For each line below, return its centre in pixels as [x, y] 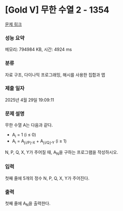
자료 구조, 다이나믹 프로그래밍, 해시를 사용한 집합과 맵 [55, 75]
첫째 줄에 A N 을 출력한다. [28, 204]
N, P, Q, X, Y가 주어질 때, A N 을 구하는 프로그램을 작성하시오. [61, 153]
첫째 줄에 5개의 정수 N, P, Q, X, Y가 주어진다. [47, 178]
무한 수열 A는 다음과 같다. [29, 125]
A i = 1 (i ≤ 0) [24, 135]
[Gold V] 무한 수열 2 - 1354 [57, 10]
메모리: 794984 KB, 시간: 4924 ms [39, 49]
